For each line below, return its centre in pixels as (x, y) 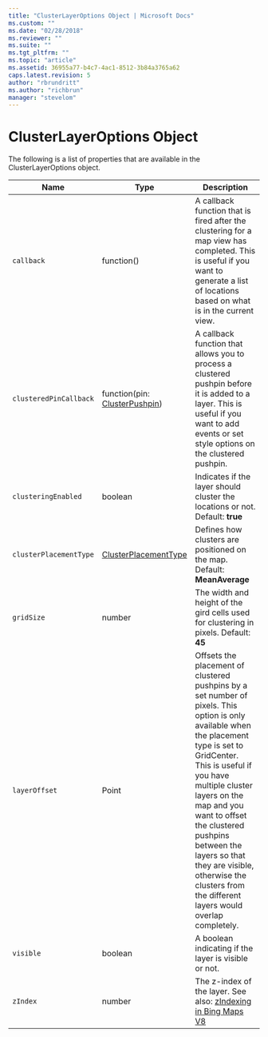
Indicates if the (223, 477)
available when (223, 726)
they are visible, (225, 866)
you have (212, 776)
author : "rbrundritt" (44, 82)
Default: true (219, 517)
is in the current (224, 311)
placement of (220, 666)
